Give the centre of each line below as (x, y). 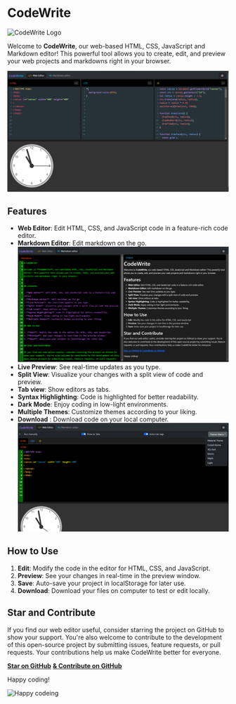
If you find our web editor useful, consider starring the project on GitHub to (116, 629)
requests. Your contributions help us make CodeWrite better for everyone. (114, 652)
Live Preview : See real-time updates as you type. (89, 366)
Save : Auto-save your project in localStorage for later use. (101, 583)
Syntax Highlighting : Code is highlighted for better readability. (108, 397)
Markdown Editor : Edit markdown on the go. (82, 243)
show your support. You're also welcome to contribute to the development (115, 637)
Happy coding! (29, 679)
